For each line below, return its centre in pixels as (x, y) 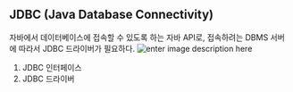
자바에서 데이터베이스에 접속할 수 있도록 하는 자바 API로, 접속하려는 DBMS (139, 37)
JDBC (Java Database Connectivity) (112, 15)
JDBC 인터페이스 (52, 67)
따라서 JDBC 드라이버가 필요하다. (77, 48)
